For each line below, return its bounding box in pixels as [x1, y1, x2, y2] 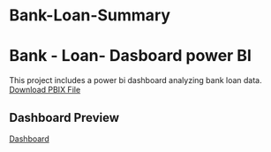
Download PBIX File [9, 85, 81, 95]
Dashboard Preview [9, 110, 120, 125]
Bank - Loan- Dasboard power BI [9, 46, 252, 66]
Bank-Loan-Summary [9, 5, 170, 26]
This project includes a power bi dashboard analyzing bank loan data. [9, 75, 262, 86]
